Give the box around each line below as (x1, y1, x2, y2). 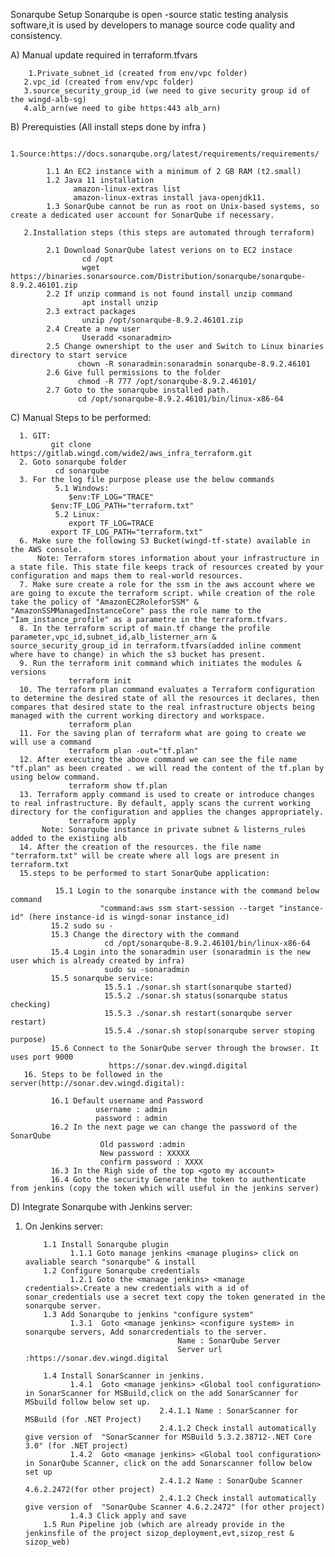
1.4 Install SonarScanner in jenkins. (43, 1371, 205, 1381)
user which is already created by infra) (10, 956, 186, 966)
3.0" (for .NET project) (24, 1441, 129, 1451)
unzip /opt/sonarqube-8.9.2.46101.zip (81, 315, 244, 325)
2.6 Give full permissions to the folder (46, 368, 222, 378)
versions (10, 667, 47, 677)
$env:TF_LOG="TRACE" (68, 492, 155, 502)
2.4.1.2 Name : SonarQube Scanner (159, 1476, 303, 1486)
